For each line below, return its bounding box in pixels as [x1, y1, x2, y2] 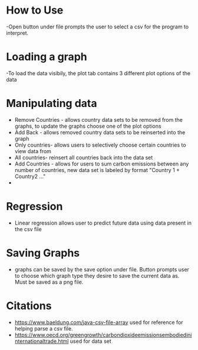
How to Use [6, 4, 64, 17]
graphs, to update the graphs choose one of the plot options [14, 122, 161, 129]
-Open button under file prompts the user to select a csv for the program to [6, 23, 189, 30]
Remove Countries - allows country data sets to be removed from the [14, 116, 183, 123]
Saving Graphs [6, 246, 80, 260]
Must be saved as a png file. [14, 278, 84, 286]
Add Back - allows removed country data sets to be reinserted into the [14, 128, 186, 136]
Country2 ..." [14, 173, 46, 180]
